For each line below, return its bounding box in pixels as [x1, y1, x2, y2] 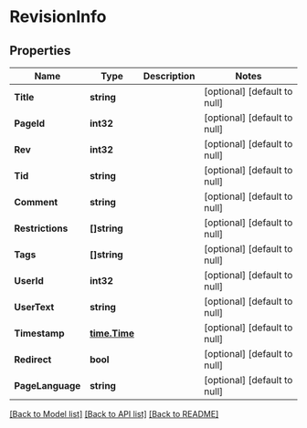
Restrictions [14, 222, 69, 235]
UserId [14, 275, 44, 287]
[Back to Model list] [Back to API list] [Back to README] [9, 409, 219, 419]
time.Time [90, 327, 135, 339]
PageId [14, 117, 46, 130]
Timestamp [14, 327, 66, 339]
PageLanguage [14, 380, 81, 391]
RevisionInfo [9, 6, 107, 27]
